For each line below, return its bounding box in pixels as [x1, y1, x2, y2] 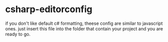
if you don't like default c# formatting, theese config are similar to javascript [5, 20, 163, 26]
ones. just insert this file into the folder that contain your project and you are [5, 25, 163, 31]
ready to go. [5, 31, 31, 37]
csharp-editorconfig [5, 4, 92, 15]
